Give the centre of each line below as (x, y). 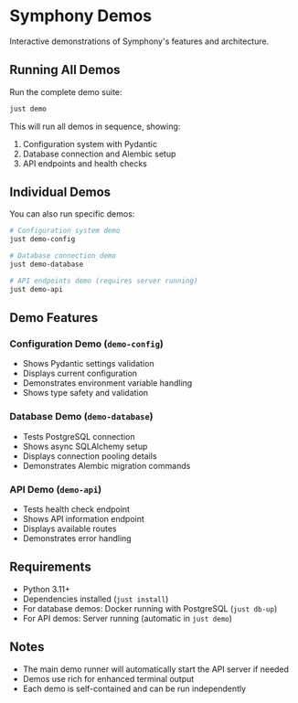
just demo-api (37, 289)
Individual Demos (60, 192)
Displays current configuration (80, 373)
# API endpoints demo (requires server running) (104, 281)
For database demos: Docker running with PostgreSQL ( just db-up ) (150, 608)
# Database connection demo (63, 256)
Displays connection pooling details (90, 456)
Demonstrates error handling (77, 538)
